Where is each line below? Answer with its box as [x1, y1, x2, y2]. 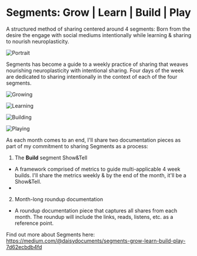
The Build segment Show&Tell [14, 154, 88, 161]
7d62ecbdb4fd [6, 243, 42, 250]
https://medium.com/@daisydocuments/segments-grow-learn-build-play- [6, 237, 186, 244]
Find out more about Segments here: [6, 231, 95, 238]
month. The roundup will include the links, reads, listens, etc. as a [14, 213, 173, 220]
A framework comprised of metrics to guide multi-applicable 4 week [14, 165, 181, 172]
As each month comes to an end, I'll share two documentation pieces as [6, 136, 181, 144]
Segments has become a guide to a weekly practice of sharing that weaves [6, 61, 188, 68]
